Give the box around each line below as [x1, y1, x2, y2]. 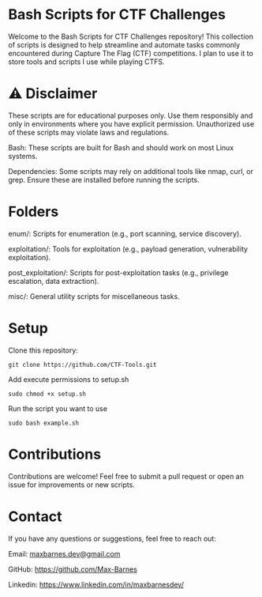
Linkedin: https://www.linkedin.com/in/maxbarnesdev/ [8, 580, 184, 589]
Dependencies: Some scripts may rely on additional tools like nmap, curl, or [8, 166, 254, 176]
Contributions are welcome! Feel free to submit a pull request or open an [8, 471, 245, 481]
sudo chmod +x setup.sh [8, 390, 87, 398]
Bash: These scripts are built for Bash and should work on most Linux [8, 142, 234, 152]
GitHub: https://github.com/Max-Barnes [8, 564, 138, 574]
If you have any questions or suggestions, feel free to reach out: [8, 534, 217, 543]
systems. [8, 151, 38, 161]
